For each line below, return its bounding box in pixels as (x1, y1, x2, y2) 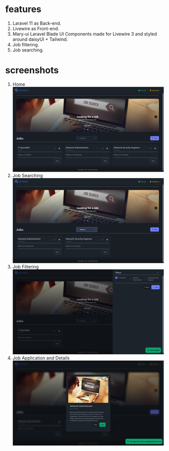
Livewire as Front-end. (12, 25, 59, 31)
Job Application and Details (12, 355, 70, 361)
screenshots (5, 64, 59, 76)
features (5, 4, 42, 15)
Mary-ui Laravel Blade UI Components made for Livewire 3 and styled (12, 31, 157, 37)
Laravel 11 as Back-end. (12, 20, 61, 26)
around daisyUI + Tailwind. (12, 36, 68, 42)
